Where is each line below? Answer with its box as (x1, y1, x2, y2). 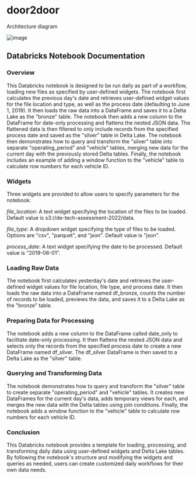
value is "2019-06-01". (6, 249, 61, 256)
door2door (6, 4, 60, 17)
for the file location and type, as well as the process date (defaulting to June (6, 101, 190, 108)
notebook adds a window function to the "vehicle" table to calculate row (6, 407, 180, 414)
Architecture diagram (6, 23, 58, 30)
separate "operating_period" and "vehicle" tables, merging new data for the (6, 144, 188, 151)
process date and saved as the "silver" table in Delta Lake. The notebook (6, 131, 182, 138)
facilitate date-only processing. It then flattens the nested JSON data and (6, 336, 183, 343)
